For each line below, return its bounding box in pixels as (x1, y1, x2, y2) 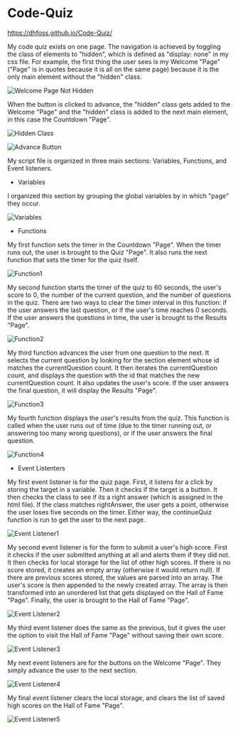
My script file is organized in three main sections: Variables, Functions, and (7, 156, 227, 165)
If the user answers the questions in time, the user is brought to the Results (7, 313, 227, 321)
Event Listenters (17, 463, 65, 472)
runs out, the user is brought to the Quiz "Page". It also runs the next (7, 247, 207, 257)
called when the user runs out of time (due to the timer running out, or (7, 421, 212, 429)
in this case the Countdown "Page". (7, 115, 112, 124)
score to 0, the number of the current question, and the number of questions (7, 290, 232, 299)
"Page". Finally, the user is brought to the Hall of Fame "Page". (7, 596, 190, 604)
